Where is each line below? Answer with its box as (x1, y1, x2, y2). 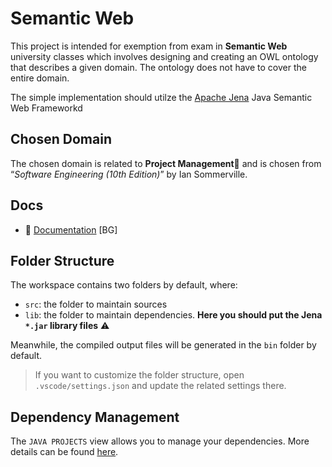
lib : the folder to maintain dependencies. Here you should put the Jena (24, 309, 323, 321)
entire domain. (10, 72, 70, 84)
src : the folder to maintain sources (24, 298, 168, 311)
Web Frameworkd (10, 102, 83, 114)
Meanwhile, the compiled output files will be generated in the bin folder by (10, 339, 317, 351)
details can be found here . (10, 446, 119, 458)
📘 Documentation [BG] (24, 223, 118, 236)
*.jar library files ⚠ (24, 320, 110, 332)
